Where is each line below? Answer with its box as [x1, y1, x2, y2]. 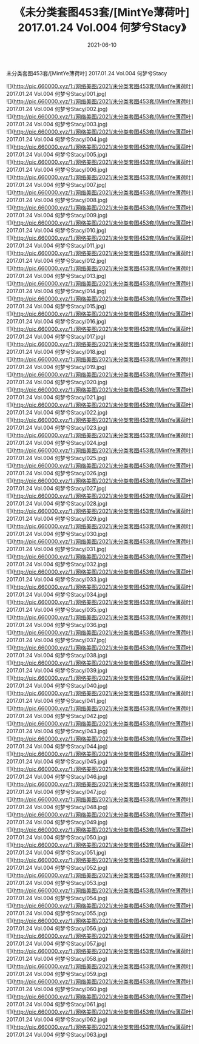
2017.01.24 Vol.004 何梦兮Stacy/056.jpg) [6, 924, 108, 932]
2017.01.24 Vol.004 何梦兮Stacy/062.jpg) [6, 1015, 108, 1023]
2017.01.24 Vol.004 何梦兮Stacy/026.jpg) [6, 469, 108, 476]
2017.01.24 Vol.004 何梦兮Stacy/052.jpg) [6, 864, 108, 871]
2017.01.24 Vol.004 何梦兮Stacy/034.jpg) [6, 591, 108, 598]
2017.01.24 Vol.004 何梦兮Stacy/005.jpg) [6, 151, 108, 158]
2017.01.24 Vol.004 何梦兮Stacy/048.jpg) [6, 803, 108, 810]
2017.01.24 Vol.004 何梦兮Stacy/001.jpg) [6, 90, 107, 97]
